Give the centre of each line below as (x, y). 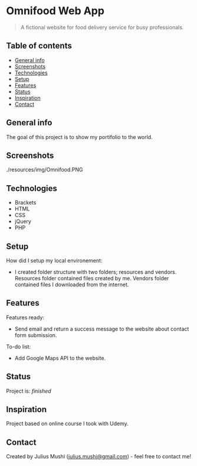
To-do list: (19, 347)
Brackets (25, 203)
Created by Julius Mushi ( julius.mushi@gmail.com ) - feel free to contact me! (99, 457)
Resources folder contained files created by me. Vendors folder (92, 278)
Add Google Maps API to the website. (60, 358)
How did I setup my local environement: (54, 260)
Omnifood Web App (55, 11)
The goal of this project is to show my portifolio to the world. (79, 137)
